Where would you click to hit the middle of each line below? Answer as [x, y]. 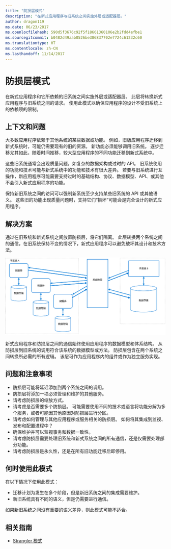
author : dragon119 [25, 21]
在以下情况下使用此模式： [32, 482]
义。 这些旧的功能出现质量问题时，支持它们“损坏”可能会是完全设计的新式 [81, 200]
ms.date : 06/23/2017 [27, 27]
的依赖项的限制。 [23, 109]
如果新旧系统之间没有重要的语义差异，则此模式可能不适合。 [68, 510]
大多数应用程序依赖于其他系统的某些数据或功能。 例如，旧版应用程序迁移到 [84, 140]
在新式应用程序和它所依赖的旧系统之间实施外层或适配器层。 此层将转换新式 [84, 96]
